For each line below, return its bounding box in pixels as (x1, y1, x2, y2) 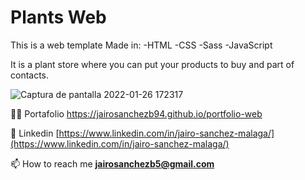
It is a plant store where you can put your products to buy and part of (10, 58, 295, 70)
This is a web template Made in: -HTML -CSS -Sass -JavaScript (10, 39, 273, 51)
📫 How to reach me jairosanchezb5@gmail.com (10, 157, 215, 170)
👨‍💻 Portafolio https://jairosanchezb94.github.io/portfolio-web (10, 107, 263, 120)
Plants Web (10, 6, 107, 29)
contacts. (10, 69, 50, 81)
